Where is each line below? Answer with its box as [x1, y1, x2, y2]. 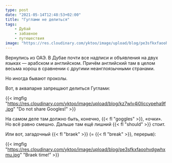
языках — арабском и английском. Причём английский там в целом [5, 60, 155, 66]
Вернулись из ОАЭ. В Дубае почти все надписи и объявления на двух [5, 55, 159, 61]
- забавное [14, 31, 38, 36]
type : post [5, 7, 29, 13]
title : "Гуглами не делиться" [5, 17, 70, 22]
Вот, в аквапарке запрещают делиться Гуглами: [5, 85, 110, 91]
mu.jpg [5, 151, 20, 158]
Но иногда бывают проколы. [5, 75, 68, 81]
